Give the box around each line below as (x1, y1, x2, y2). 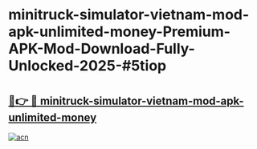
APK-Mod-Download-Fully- (8, 40, 195, 58)
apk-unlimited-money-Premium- (8, 22, 231, 41)
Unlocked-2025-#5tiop (8, 57, 167, 75)
